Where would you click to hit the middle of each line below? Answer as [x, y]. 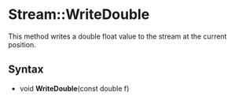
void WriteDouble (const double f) [74, 88]
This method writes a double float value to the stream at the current [117, 36]
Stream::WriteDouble [79, 15]
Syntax [26, 70]
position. [22, 44]
